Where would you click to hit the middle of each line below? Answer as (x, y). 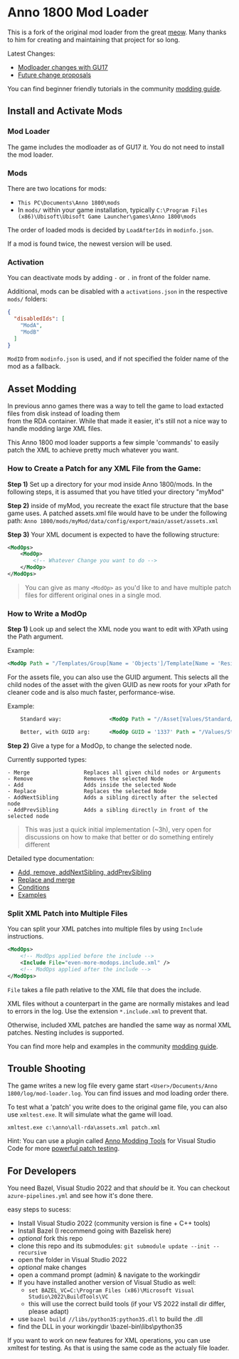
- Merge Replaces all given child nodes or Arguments (114, 772)
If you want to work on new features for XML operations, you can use (109, 1340)
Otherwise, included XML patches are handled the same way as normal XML (119, 1025)
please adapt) (48, 1311)
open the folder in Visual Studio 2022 (72, 1260)
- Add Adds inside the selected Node (92, 785)
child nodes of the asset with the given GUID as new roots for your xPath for (119, 685)
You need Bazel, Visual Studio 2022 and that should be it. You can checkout (118, 1188)
